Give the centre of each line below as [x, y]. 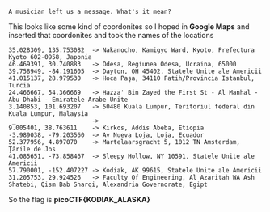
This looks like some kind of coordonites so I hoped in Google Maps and [129, 27]
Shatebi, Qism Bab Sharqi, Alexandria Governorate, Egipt [108, 184]
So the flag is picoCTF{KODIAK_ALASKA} [80, 199]
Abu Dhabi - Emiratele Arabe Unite [68, 100]
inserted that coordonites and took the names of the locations [111, 35]
